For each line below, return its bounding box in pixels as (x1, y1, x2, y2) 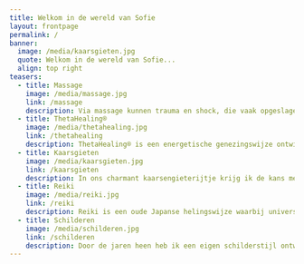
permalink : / (9, 30, 59, 39)
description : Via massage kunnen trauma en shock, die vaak (25, 106, 257, 115)
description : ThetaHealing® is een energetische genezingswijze (25, 140, 273, 149)
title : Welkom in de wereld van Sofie (9, 13, 156, 23)
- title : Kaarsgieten (17, 148, 100, 157)
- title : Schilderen (17, 215, 95, 225)
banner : (9, 38, 39, 48)
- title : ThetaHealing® (17, 114, 107, 123)
